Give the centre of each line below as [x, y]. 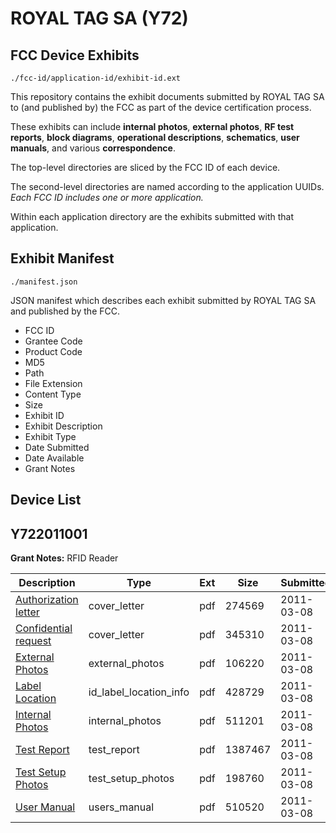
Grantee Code [53, 341]
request [33, 641]
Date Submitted [57, 447]
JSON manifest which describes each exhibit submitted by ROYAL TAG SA [163, 300]
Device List [46, 500]
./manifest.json [44, 282]
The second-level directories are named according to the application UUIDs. [167, 186]
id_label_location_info [139, 692]
